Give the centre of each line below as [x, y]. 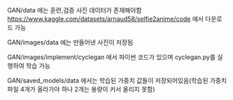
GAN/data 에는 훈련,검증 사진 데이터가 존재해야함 [75, 10]
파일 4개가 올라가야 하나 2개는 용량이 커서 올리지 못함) [81, 89]
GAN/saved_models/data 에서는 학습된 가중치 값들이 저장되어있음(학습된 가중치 [117, 81]
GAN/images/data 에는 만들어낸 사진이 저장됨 [70, 42]
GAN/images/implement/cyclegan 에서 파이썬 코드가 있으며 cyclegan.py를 [111, 57]
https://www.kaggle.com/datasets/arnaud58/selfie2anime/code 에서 [106, 19]
